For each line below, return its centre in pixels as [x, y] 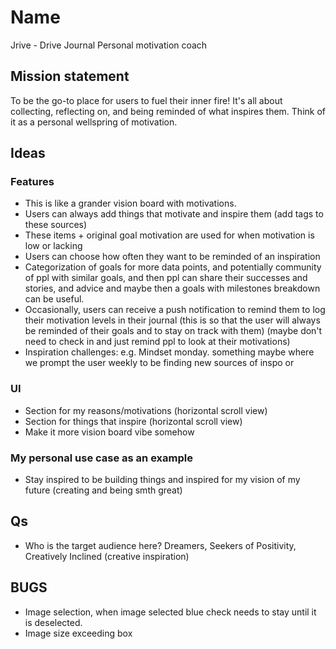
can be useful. [54, 299]
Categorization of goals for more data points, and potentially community [173, 267]
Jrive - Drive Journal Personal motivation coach [109, 45]
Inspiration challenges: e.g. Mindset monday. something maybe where [169, 352]
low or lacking [53, 246]
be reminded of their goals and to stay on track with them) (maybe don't [173, 331]
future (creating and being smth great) [103, 490]
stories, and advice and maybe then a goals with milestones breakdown [172, 288]
